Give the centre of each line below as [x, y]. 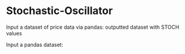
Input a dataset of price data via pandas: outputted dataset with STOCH [93, 27]
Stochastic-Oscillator [60, 11]
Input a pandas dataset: [35, 45]
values [14, 33]
